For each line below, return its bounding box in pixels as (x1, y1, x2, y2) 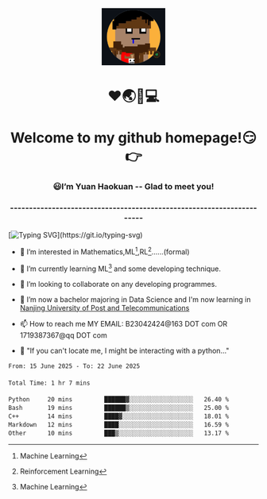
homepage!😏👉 (164, 129, 257, 147)
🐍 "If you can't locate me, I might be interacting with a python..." (19, 346, 230, 355)
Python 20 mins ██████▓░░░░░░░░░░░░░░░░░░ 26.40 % (8, 396, 229, 404)
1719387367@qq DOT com (19, 330, 107, 340)
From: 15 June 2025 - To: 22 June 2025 (8, 362, 141, 370)
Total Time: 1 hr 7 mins (8, 379, 91, 387)
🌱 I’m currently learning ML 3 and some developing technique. (19, 262, 221, 273)
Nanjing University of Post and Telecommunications (19, 303, 190, 312)
